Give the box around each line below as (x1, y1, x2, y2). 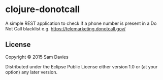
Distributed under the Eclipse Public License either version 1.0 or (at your (5, 63, 158, 69)
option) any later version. (5, 69, 57, 75)
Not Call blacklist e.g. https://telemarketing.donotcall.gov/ (5, 25, 126, 31)
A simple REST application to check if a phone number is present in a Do (5, 20, 157, 26)
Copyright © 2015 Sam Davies (5, 54, 69, 60)
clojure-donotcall (5, 4, 80, 15)
